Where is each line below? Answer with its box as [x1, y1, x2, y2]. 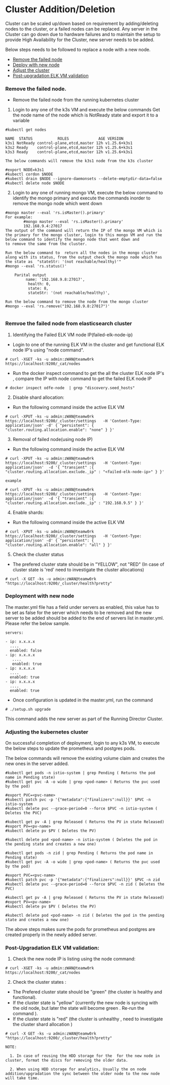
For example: [5, 215, 33, 220]
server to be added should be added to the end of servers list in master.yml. [5, 614, 164, 621]
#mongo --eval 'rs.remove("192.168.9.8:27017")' [5, 304, 110, 309]
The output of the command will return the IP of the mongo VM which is [5, 228, 162, 233]
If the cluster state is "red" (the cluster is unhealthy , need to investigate [12, 1016, 163, 1022]
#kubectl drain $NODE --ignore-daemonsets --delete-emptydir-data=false [5, 177, 162, 182]
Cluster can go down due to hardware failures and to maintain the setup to [5, 31, 161, 37]
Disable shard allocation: [12, 394, 64, 400]
